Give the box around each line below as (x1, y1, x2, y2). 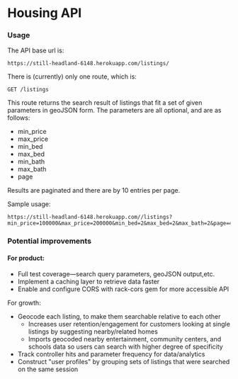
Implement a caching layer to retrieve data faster (17, 277, 160, 285)
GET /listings (7, 86, 50, 94)
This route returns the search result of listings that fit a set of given (7, 98, 203, 107)
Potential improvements (7, 236, 92, 246)
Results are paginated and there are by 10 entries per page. (7, 186, 181, 195)
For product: (7, 254, 45, 262)
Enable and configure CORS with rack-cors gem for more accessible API (17, 285, 229, 293)
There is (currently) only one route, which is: (7, 72, 137, 81)
